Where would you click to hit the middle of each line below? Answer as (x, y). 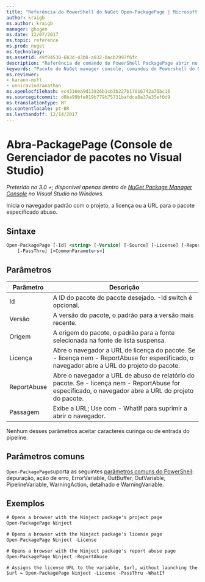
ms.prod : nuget (26, 46)
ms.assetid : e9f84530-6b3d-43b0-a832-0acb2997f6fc (72, 57)
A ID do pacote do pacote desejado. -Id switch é (123, 297)
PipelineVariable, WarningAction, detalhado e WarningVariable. (85, 484)
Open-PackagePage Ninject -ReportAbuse (57, 556)
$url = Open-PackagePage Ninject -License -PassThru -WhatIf (86, 573)
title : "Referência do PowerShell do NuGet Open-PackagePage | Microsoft (102, 12)
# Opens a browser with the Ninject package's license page (85, 534)
